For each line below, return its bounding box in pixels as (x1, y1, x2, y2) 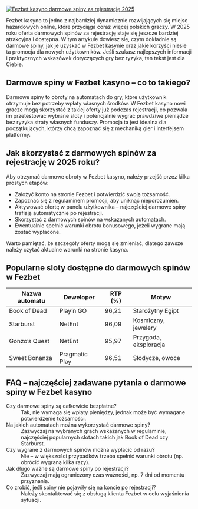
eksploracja (133, 341, 166, 349)
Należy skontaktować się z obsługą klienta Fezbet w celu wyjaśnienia (21, 490, 190, 497)
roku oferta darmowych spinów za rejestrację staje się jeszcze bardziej (6, 29, 179, 37)
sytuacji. (21, 497, 41, 504)
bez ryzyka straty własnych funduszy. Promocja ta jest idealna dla (6, 118, 167, 125)
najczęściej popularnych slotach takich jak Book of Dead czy (21, 434, 169, 441)
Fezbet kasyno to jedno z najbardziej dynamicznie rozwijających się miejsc (6, 17, 188, 24)
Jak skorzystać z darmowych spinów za (6, 148, 157, 158)
